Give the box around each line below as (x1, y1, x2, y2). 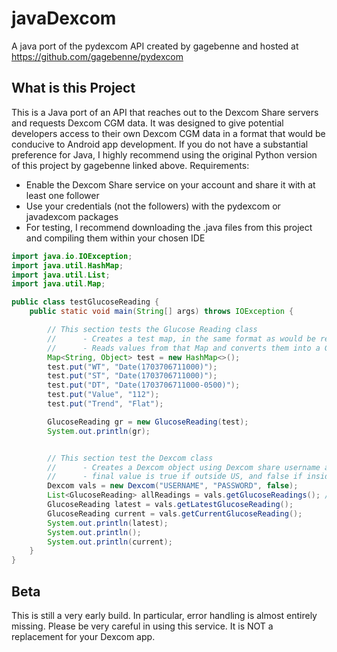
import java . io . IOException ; (11, 251, 133, 261)
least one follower (25, 189, 100, 201)
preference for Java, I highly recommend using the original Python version (11, 148, 318, 161)
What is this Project (11, 80, 136, 97)
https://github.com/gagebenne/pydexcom (11, 50, 184, 62)
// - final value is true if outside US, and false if (47, 472, 303, 482)
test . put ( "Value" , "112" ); (47, 390, 160, 400)
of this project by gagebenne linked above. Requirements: (11, 159, 250, 171)
